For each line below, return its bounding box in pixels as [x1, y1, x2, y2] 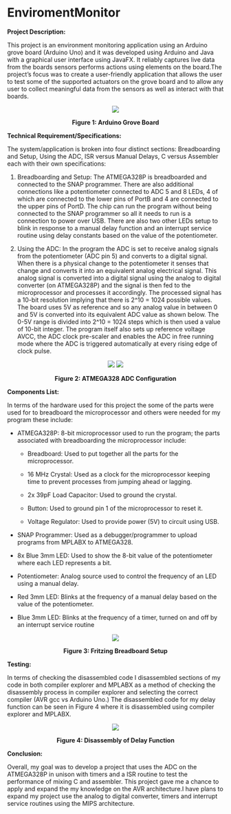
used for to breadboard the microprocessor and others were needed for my [7, 408, 221, 417]
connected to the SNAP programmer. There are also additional [16, 180, 194, 188]
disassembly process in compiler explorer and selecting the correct [7, 687, 198, 696]
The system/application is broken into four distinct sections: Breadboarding [7, 144, 221, 153]
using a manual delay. [16, 579, 79, 587]
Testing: [7, 660, 32, 668]
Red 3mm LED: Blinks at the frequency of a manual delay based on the [16, 593, 217, 601]
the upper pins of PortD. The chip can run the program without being [16, 201, 212, 210]
